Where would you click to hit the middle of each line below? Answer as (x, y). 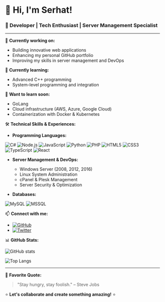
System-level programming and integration (55, 85)
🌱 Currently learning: (27, 70)
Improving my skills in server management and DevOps (68, 60)
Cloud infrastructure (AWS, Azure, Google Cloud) (62, 109)
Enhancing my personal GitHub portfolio (53, 55)
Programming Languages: (39, 136)
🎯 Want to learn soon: (27, 94)
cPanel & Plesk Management (48, 180)
